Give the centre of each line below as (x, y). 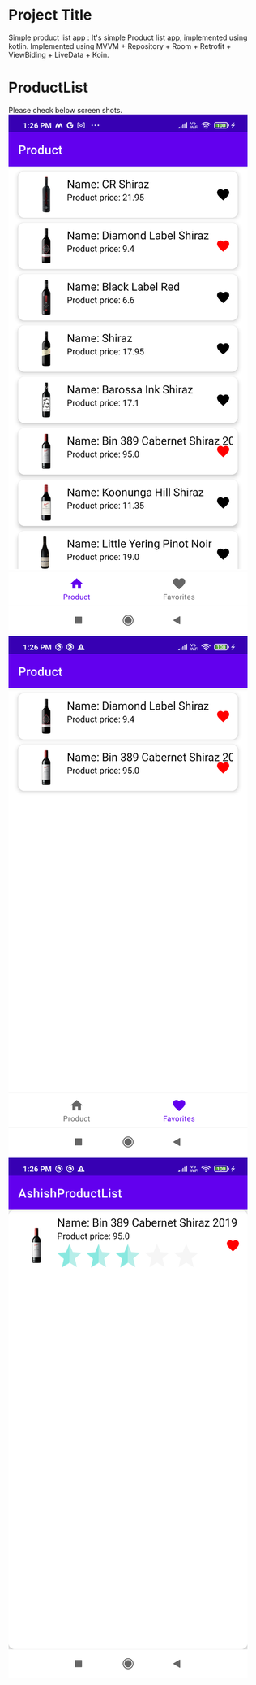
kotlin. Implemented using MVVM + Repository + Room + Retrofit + (120, 46)
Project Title (50, 15)
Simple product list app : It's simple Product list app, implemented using (128, 37)
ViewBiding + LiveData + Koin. (59, 54)
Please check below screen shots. (66, 110)
